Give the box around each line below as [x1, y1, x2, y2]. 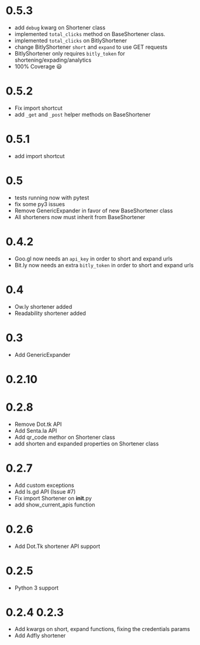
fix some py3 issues [14, 200, 65, 207]
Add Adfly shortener [14, 632, 66, 640]
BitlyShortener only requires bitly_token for [14, 49, 126, 57]
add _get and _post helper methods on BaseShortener [14, 110, 151, 118]
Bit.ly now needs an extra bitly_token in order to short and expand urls [14, 261, 194, 268]
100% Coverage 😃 [14, 62, 62, 70]
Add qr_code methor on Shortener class [14, 433, 115, 441]
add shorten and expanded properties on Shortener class [14, 440, 159, 447]
